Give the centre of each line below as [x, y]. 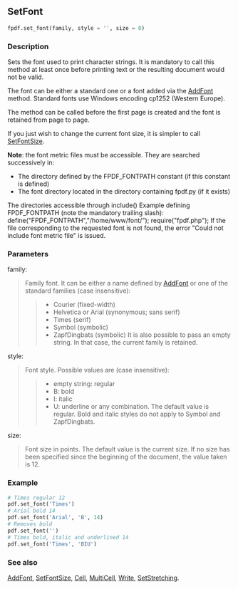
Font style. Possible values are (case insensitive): [97, 370]
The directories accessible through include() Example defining [99, 205]
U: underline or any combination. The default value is [131, 407]
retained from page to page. [49, 120]
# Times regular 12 [36, 498]
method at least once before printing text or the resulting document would [116, 69]
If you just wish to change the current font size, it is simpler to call [104, 133]
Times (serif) [72, 320]
